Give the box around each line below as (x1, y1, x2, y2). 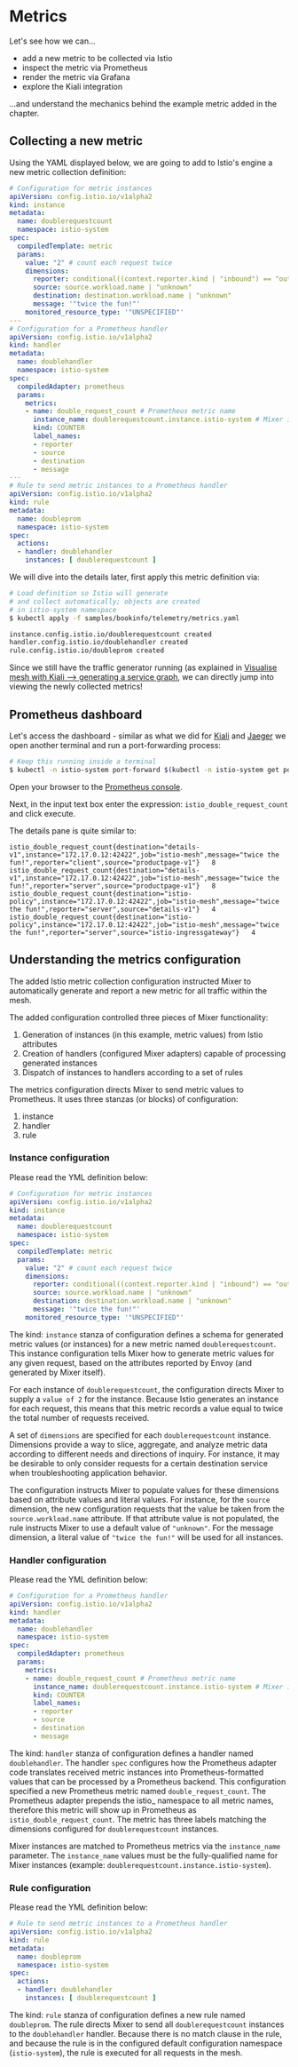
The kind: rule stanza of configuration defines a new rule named (9, 2009, 246, 2020)
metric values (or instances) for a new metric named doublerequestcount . (9, 1338, 277, 1349)
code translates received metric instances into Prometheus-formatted (9, 1767, 264, 1777)
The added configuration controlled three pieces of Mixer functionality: (9, 1011, 269, 1023)
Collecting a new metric (9, 133, 144, 148)
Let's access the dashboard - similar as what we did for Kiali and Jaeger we (9, 730, 286, 741)
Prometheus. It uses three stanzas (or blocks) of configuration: (9, 1093, 239, 1104)
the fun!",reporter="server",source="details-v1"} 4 (9, 905, 216, 914)
